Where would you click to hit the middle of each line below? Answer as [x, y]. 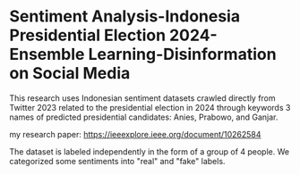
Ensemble [47, 54]
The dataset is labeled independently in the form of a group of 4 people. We [149, 151]
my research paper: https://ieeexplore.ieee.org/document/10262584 [135, 134]
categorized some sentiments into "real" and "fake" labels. [117, 161]
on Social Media [70, 74]
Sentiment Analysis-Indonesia [124, 17]
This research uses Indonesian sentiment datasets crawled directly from [142, 98]
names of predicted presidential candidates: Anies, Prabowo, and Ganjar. [144, 117]
